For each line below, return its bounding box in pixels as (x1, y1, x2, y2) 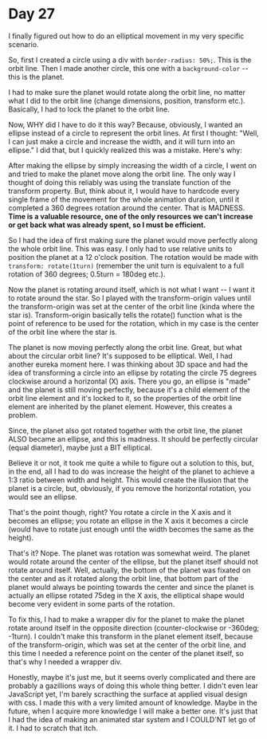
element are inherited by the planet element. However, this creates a (8, 402, 233, 411)
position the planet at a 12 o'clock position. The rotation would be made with (8, 252, 259, 261)
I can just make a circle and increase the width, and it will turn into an (8, 136, 235, 146)
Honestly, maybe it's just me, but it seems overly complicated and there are (8, 672, 257, 682)
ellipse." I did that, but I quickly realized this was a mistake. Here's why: (8, 145, 243, 155)
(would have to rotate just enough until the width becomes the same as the (8, 524, 254, 534)
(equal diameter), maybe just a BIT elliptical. (8, 442, 153, 452)
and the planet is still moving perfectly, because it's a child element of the (8, 384, 250, 395)
